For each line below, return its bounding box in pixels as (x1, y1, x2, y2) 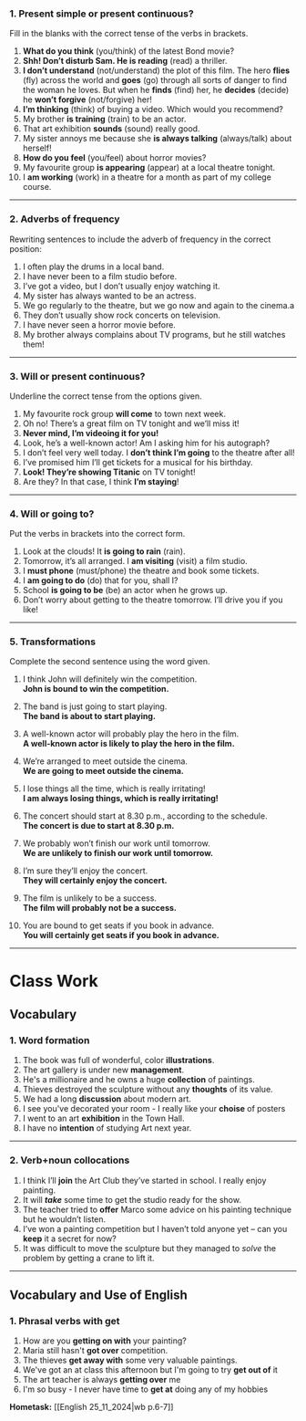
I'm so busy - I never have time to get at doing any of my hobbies (22, 1384, 269, 1395)
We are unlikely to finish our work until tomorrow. (22, 848, 214, 859)
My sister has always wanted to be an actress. (22, 290, 198, 301)
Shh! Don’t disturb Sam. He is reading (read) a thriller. (22, 56, 228, 67)
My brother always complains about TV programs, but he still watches (22, 329, 286, 340)
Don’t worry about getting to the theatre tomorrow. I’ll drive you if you (22, 594, 283, 605)
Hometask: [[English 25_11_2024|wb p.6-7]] (9, 1402, 174, 1413)
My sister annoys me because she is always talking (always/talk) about (22, 133, 292, 144)
